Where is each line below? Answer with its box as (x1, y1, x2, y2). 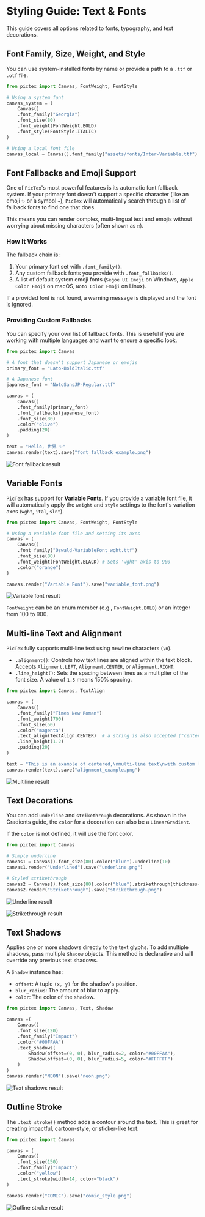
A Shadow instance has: (6, 969, 63, 976)
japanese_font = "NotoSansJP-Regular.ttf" (6, 382, 116, 388)
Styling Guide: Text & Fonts (6, 4, 146, 18)
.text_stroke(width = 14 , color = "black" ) (17, 1176, 119, 1182)
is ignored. (6, 301, 34, 308)
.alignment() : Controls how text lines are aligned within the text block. (15, 657, 192, 664)
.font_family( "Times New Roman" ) (17, 710, 103, 716)
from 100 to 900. (6, 611, 48, 618)
